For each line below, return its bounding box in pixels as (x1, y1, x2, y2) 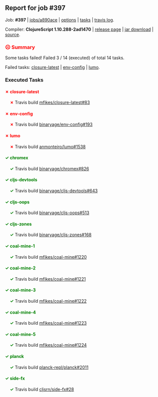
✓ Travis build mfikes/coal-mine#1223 (9, 320, 87, 326)
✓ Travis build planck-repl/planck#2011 (9, 364, 89, 370)
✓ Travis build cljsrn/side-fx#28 (9, 386, 74, 392)
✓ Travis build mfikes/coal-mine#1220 (9, 254, 87, 260)
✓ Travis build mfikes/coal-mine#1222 (9, 298, 87, 304)
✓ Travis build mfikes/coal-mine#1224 (9, 342, 87, 348)
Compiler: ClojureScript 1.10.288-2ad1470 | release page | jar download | (5, 26, 154, 32)
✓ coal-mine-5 (5, 331, 36, 337)
